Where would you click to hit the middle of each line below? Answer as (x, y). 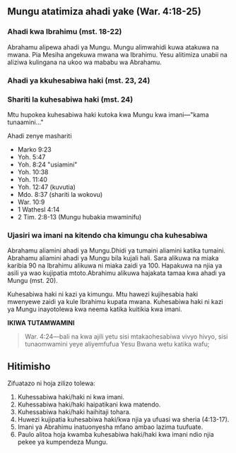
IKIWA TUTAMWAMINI (41, 323)
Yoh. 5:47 (31, 157)
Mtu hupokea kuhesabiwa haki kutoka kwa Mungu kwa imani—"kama (108, 114)
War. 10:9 (31, 202)
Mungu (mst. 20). (33, 281)
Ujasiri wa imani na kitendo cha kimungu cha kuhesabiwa (107, 235)
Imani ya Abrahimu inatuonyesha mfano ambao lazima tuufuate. (110, 427)
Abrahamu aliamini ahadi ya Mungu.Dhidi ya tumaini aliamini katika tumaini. (117, 250)
